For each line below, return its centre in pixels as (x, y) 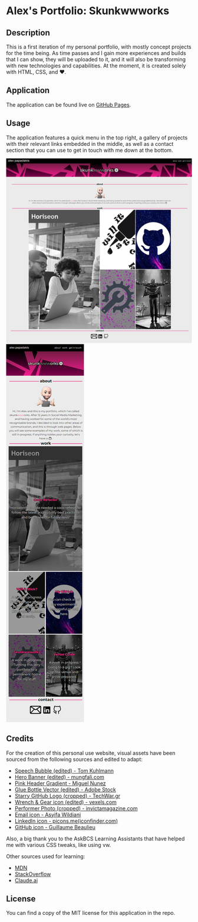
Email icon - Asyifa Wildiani (48, 815)
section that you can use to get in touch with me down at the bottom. (90, 150)
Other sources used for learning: (46, 856)
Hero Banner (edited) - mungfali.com (60, 777)
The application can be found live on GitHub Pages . (69, 105)
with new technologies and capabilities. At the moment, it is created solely (96, 66)
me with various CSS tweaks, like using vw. (59, 845)
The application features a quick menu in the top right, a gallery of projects (97, 138)
